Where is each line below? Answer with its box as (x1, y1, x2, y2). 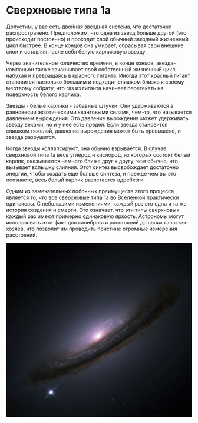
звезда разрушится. (6, 133, 57, 140)
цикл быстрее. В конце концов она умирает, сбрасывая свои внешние (6, 42, 184, 49)
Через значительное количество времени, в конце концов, (6, 60, 155, 67)
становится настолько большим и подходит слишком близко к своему (6, 78, 184, 85)
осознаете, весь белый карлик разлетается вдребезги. (6, 176, 146, 183)
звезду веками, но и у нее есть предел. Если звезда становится (6, 121, 168, 128)
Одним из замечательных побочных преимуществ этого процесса (6, 187, 174, 194)
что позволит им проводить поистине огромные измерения (26, 225, 178, 232)
